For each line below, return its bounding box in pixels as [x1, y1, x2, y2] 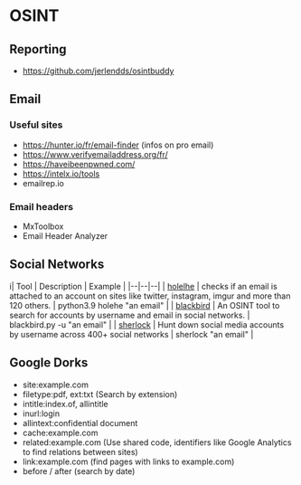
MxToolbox [22, 221, 64, 232]
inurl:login [22, 408, 61, 419]
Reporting [9, 42, 67, 57]
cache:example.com [22, 427, 99, 438]
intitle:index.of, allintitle [22, 398, 108, 409]
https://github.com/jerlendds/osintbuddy [22, 65, 174, 76]
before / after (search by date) [22, 465, 136, 476]
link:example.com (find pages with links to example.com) [22, 456, 235, 467]
